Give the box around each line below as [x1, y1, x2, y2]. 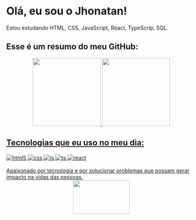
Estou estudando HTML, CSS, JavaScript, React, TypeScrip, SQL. [6, 24, 169, 31]
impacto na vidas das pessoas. [6, 174, 83, 181]
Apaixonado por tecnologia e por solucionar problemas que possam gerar [6, 167, 190, 174]
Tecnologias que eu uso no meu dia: [6, 137, 145, 148]
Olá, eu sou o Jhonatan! [6, 4, 128, 18]
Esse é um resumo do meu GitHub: [6, 42, 139, 52]
